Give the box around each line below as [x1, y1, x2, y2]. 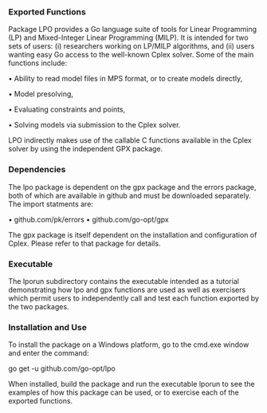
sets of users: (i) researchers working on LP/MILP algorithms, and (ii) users [8, 41, 255, 51]
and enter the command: [8, 348, 89, 358]
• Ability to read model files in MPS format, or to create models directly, [8, 74, 243, 84]
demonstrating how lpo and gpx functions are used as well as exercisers [8, 285, 246, 294]
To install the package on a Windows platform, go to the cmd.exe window [8, 340, 249, 349]
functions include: [8, 58, 68, 68]
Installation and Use [8, 321, 88, 332]
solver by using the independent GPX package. [8, 144, 163, 154]
